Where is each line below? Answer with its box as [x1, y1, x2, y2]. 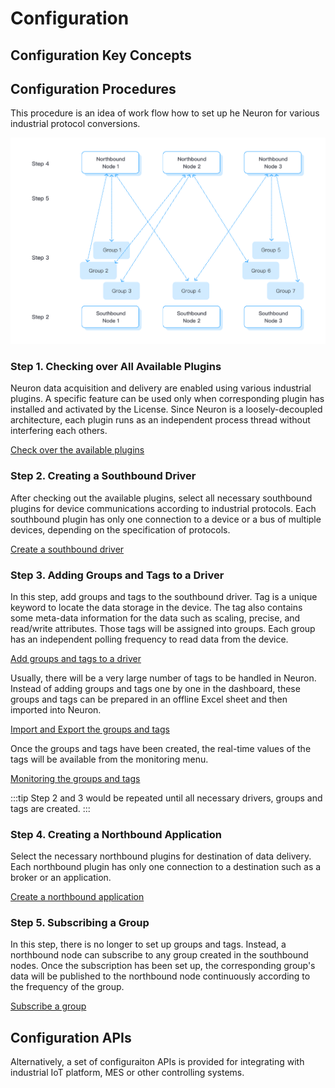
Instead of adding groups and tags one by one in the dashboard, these [10, 682, 301, 694]
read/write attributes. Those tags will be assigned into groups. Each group [10, 622, 316, 634]
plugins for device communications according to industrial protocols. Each [10, 502, 317, 514]
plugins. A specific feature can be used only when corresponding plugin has [10, 393, 325, 405]
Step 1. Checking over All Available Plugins [10, 359, 222, 373]
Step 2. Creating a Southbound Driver [10, 469, 197, 483]
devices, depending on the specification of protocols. [10, 523, 231, 536]
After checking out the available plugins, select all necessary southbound [10, 492, 313, 504]
